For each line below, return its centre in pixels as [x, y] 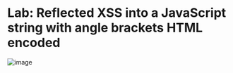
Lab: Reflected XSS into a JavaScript [117, 13]
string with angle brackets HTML [105, 28]
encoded [34, 43]
